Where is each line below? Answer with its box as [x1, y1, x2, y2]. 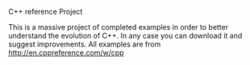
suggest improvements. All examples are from [8, 39, 161, 49]
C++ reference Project [8, 7, 83, 16]
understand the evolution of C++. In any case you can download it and [8, 31, 243, 40]
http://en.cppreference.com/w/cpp [8, 48, 124, 57]
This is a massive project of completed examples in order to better [8, 22, 229, 31]
